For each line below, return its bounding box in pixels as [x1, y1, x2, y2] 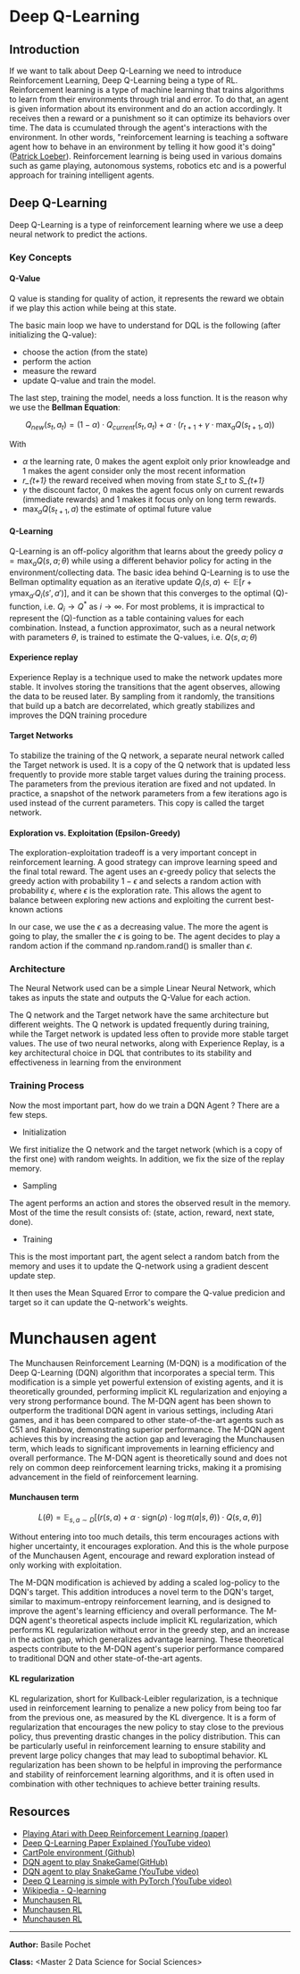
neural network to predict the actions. [9, 229, 148, 239]
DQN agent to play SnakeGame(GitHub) [21, 1856, 168, 1867]
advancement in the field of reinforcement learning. [9, 1471, 199, 1482]
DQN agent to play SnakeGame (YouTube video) [21, 1866, 199, 1877]
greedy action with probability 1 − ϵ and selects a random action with [9, 876, 262, 887]
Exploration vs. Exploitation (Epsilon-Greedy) [9, 828, 181, 838]
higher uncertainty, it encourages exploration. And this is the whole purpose [9, 1540, 289, 1551]
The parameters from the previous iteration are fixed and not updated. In [9, 779, 276, 789]
